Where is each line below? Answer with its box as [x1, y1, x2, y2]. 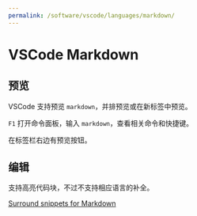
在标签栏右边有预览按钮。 [8, 135, 92, 145]
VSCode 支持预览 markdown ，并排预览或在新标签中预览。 [8, 101, 192, 111]
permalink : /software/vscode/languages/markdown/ [8, 11, 176, 20]
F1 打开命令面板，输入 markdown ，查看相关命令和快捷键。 [8, 118, 194, 127]
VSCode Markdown [8, 45, 139, 63]
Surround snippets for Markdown [8, 199, 116, 208]
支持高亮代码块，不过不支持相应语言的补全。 [8, 183, 154, 192]
